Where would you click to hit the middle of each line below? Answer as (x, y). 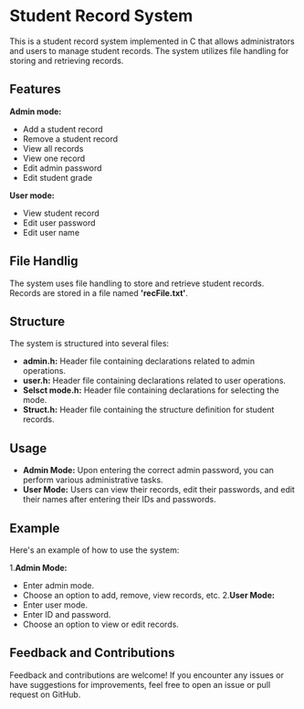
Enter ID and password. (67, 614)
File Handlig (44, 261)
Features (35, 89)
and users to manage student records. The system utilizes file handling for (149, 50)
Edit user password (59, 222)
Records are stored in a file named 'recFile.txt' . (99, 292)
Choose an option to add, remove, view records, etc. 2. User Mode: (149, 595)
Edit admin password (62, 168)
